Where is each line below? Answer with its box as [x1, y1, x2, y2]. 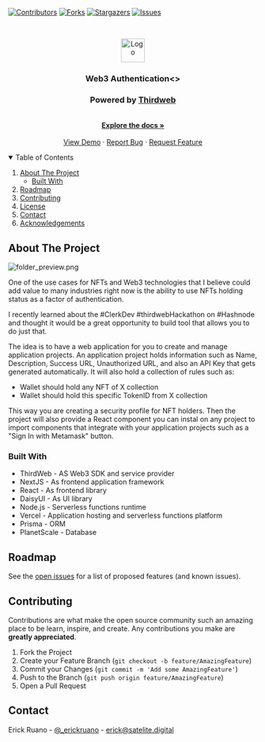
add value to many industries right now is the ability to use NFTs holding [8, 286, 244, 296]
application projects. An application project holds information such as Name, [8, 350, 257, 360]
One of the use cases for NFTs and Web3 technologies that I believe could [8, 277, 251, 288]
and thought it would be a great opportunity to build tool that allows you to [8, 318, 250, 328]
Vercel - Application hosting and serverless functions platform [19, 510, 223, 521]
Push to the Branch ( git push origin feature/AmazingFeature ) [19, 672, 224, 682]
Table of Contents [15, 153, 74, 162]
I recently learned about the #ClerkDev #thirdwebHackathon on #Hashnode [8, 310, 256, 319]
